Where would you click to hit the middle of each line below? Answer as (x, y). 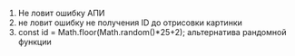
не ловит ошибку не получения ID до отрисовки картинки (130, 23)
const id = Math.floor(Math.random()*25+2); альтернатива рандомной (152, 32)
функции (34, 42)
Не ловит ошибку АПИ (61, 13)
